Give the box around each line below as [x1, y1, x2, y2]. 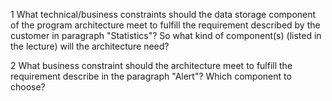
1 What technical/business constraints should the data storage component [10, 9, 317, 20]
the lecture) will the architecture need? [10, 40, 170, 52]
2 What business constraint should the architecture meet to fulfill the [10, 60, 293, 71]
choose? [10, 81, 46, 93]
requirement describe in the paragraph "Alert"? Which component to [10, 70, 292, 82]
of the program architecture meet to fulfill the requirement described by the [10, 19, 321, 31]
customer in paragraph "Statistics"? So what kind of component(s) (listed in [10, 30, 322, 41]
